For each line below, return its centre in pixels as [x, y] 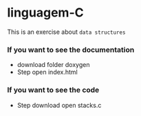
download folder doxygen [53, 65]
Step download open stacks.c [59, 105]
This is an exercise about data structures [66, 32]
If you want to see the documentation [71, 50]
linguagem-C [45, 13]
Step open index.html [47, 72]
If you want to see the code [53, 90]
